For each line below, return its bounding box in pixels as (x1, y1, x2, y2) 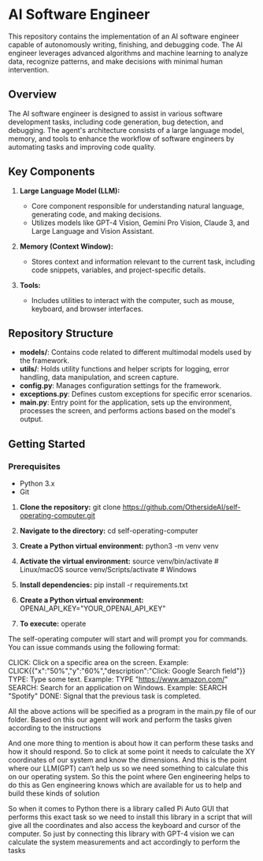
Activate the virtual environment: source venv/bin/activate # (19, 556, 219, 566)
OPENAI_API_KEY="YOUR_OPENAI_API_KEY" (19, 604, 166, 613)
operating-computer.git (19, 511, 96, 520)
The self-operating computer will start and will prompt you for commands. (8, 634, 248, 644)
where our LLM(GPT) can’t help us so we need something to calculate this (8, 763, 249, 773)
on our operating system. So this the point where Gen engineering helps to (8, 772, 250, 782)
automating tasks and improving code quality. (8, 142, 156, 151)
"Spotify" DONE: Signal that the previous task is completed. (8, 691, 202, 701)
